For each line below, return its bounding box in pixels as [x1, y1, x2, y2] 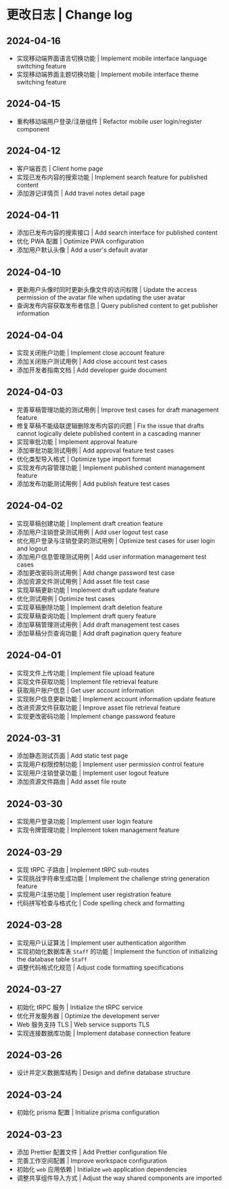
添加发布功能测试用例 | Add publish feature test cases [16, 479, 170, 488]
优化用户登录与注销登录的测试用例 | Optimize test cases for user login [16, 536, 215, 544]
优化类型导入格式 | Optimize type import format [16, 454, 152, 463]
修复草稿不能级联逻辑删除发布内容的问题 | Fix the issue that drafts [16, 421, 205, 430]
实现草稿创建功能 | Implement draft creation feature [16, 519, 163, 527]
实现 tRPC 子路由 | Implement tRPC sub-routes [16, 865, 149, 874]
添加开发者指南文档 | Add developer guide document [16, 366, 167, 374]
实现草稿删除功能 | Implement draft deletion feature [16, 603, 163, 611]
